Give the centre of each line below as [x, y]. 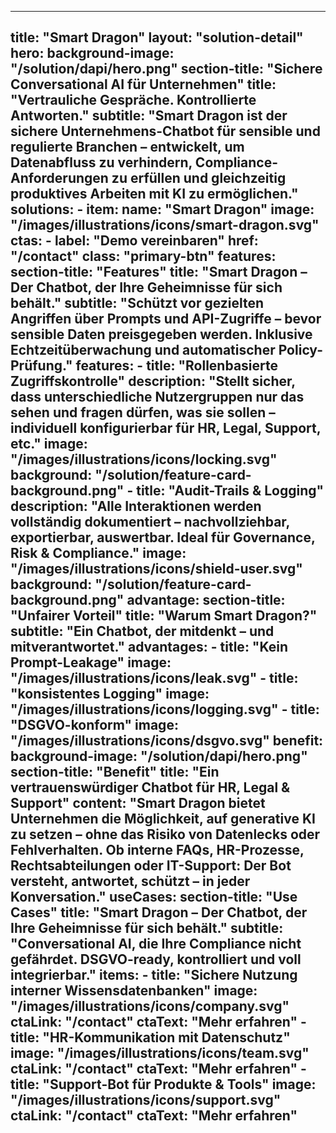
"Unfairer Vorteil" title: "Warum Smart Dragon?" [164, 616]
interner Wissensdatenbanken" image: [134, 991]
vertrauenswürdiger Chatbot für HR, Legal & [150, 787]
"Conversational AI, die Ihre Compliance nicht [156, 944]
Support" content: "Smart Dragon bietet [138, 803]
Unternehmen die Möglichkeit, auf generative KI [163, 819]
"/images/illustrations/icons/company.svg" [150, 1006]
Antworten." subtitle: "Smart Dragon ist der [149, 116]
